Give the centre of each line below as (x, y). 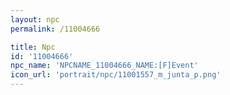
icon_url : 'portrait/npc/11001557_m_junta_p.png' (116, 75)
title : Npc (33, 47)
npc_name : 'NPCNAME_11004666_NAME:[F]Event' (104, 66)
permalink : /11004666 (55, 29)
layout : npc (35, 19)
